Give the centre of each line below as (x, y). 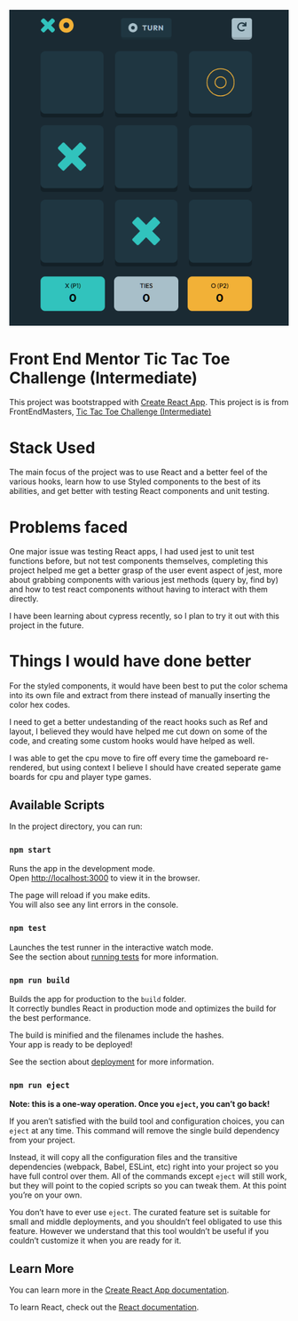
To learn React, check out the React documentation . (104, 1308)
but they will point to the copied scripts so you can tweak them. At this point (148, 1186)
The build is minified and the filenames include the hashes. (117, 1035)
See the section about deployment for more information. (112, 1062)
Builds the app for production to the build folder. (98, 999)
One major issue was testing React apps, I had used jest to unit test (132, 552)
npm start (30, 850)
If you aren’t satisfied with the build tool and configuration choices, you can (147, 1121)
